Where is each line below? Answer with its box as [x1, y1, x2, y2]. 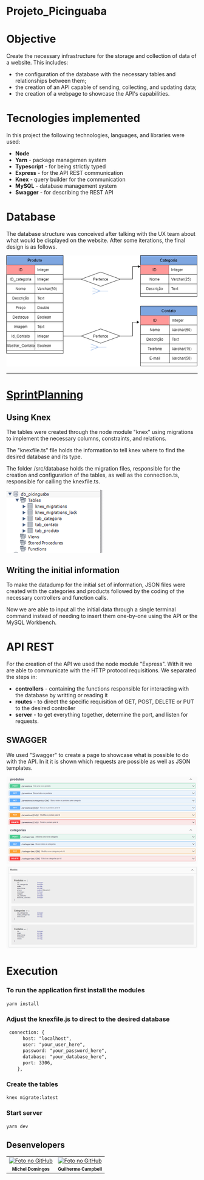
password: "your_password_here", [22, 1047, 107, 1054]
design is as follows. [6, 243, 58, 251]
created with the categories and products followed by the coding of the [6, 588, 185, 595]
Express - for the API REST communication [15, 169, 123, 177]
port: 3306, [22, 1059, 53, 1066]
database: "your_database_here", [22, 1053, 107, 1060]
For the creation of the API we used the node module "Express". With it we [6, 660, 192, 668]
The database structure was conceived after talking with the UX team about [6, 230, 196, 237]
